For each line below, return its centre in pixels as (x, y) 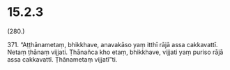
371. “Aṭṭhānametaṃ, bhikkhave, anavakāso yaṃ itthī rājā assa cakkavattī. (113, 44)
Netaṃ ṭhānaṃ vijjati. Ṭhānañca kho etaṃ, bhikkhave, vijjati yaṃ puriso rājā (115, 52)
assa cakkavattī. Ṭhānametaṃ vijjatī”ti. (62, 59)
